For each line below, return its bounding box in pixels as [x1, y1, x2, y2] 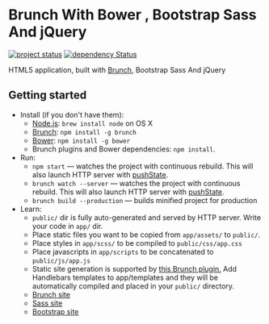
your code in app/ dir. [32, 221, 103, 231]
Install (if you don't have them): [19, 110, 124, 119]
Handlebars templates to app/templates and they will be [32, 272, 218, 282]
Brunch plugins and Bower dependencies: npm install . [32, 143, 216, 154]
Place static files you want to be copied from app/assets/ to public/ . [32, 230, 261, 239]
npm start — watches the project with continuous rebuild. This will [32, 161, 254, 171]
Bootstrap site [32, 306, 79, 316]
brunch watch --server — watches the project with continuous [32, 178, 241, 188]
